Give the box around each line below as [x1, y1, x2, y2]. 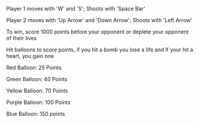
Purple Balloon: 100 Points [6, 99, 71, 106]
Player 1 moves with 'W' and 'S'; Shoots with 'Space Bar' [6, 5, 145, 12]
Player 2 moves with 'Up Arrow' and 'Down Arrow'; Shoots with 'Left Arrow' [6, 17, 192, 23]
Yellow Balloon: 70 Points [6, 87, 68, 94]
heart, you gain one [6, 53, 54, 59]
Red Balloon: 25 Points [6, 64, 62, 71]
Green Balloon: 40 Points [6, 76, 68, 82]
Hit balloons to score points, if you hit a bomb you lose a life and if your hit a [6, 46, 194, 53]
